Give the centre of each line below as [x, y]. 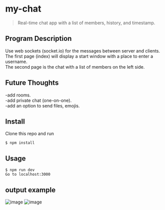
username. [16, 62]
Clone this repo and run [30, 134]
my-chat [23, 9]
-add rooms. [18, 95]
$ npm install [20, 143]
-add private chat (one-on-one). [38, 100]
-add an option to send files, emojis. [43, 106]
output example [30, 190]
